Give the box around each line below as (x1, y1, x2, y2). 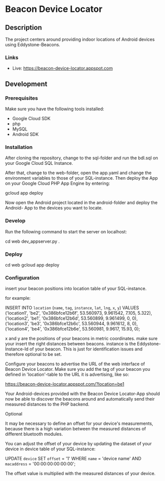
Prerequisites (5, 94, 38, 101)
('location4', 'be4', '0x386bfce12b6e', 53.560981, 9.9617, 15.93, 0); (5, 326, 140, 332)
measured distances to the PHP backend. (5, 401, 90, 408)
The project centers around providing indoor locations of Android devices (5, 36, 155, 42)
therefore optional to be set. (5, 351, 62, 357)
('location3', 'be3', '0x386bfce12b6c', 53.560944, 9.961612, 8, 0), (5, 321, 138, 327)
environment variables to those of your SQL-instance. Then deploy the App (5, 175, 158, 181)
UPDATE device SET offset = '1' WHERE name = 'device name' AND (5, 456, 142, 462)
